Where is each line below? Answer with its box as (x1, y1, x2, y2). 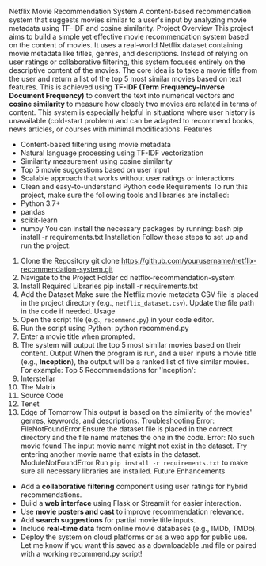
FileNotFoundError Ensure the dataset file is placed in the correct (20, 424, 233, 434)
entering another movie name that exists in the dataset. (20, 450, 201, 458)
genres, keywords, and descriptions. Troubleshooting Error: (20, 416, 215, 425)
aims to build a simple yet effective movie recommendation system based (9, 32, 249, 41)
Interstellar (20, 374, 56, 383)
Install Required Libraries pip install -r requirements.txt (20, 281, 199, 291)
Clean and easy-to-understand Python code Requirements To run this (20, 182, 249, 191)
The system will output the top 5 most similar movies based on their (20, 340, 241, 349)
